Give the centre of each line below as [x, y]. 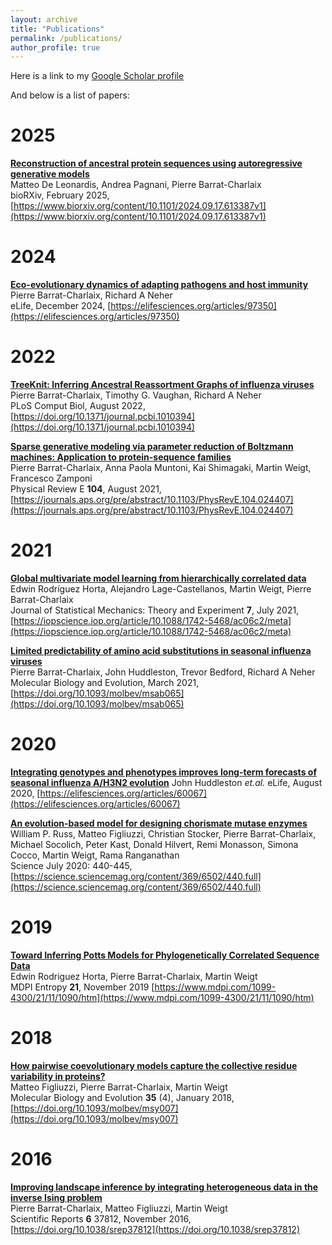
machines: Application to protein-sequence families [121, 457]
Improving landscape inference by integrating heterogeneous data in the [164, 1187]
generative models [50, 174]
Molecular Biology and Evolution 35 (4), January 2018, [122, 1097]
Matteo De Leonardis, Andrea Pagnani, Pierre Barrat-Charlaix [136, 185]
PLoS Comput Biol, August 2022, [78, 406]
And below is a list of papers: [70, 95]
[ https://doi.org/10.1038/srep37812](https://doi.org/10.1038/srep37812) [155, 1229]
